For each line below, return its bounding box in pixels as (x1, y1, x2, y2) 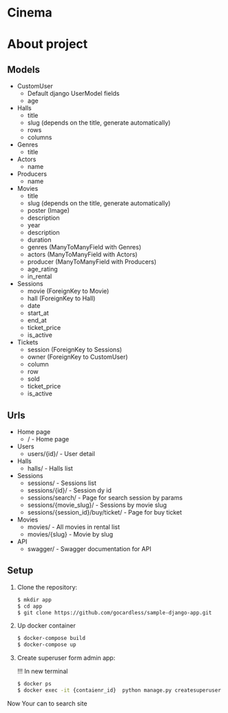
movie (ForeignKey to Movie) (27, 287, 110, 296)
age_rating (27, 265, 59, 273)
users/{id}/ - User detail (27, 450, 95, 457)
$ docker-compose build (17, 635, 86, 642)
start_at (27, 309, 50, 318)
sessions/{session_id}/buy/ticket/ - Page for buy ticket (27, 508, 183, 516)
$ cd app (17, 603, 43, 610)
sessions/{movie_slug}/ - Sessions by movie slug (27, 501, 167, 509)
